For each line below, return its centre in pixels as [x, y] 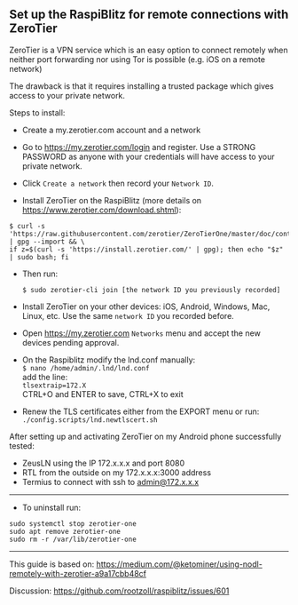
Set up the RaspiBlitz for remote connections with [149, 15]
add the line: [45, 377]
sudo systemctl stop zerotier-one [73, 523]
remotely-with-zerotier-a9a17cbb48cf [78, 573]
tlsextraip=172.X [54, 386]
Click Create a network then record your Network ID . [118, 183]
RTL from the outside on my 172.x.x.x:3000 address [116, 472]
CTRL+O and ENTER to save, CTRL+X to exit [102, 394]
